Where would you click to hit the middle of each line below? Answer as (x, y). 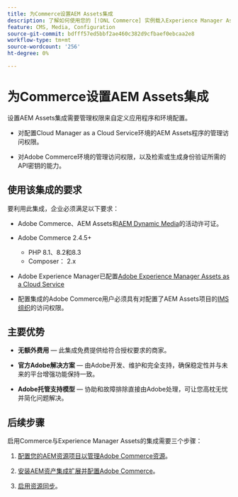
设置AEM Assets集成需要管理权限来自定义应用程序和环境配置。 (100, 118)
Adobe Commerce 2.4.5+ (55, 237)
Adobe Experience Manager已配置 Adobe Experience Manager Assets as (124, 276)
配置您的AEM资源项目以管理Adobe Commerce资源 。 (95, 456)
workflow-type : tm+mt (39, 40)
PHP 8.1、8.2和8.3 (55, 252)
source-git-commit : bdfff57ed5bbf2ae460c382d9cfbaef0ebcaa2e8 (101, 34)
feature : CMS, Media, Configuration (61, 27)
